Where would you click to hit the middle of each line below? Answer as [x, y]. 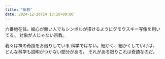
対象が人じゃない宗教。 [43, 35]
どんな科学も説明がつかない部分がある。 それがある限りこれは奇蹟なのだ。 [81, 52]
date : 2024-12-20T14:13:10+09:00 [39, 14]
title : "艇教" [19, 10]
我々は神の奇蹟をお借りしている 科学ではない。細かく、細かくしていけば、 [81, 45]
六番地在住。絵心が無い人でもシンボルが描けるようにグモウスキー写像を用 [81, 29]
